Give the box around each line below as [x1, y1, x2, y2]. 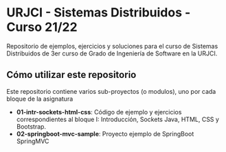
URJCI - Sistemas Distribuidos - [6, 5, 191, 21]
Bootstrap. [16, 122, 46, 131]
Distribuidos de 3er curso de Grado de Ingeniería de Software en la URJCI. [6, 49, 218, 58]
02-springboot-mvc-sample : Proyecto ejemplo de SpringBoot [16, 129, 194, 138]
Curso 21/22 [6, 19, 78, 35]
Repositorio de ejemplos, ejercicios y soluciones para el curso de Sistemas [6, 42, 218, 50]
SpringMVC [16, 137, 49, 145]
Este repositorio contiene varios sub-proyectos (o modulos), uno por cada [6, 87, 216, 95]
